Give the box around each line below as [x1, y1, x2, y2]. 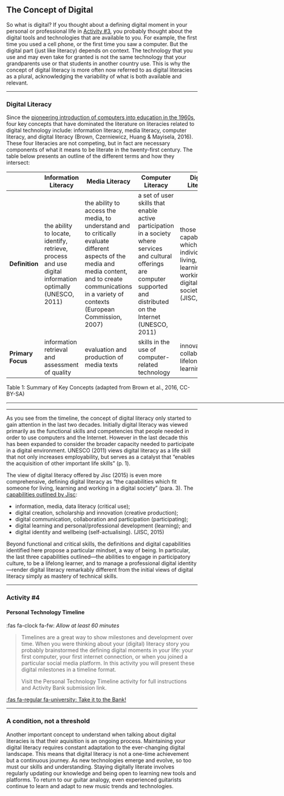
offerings [138, 259, 164, 268]
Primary [9, 349, 33, 358]
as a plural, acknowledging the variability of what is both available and [6, 72, 182, 80]
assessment [44, 361, 79, 369]
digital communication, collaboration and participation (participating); [15, 516, 189, 523]
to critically [84, 229, 117, 238]
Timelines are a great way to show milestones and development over [21, 634, 193, 641]
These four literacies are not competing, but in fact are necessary [6, 140, 171, 147]
